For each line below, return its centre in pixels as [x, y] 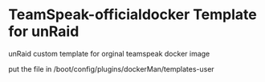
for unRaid [44, 31]
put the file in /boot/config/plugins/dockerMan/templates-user [111, 68]
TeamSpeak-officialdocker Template [132, 15]
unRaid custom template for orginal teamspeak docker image [109, 53]
